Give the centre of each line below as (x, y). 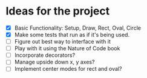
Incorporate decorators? (45, 55)
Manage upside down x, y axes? (54, 62)
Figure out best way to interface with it (63, 42)
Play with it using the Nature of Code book (67, 48)
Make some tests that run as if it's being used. (72, 35)
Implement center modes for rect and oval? (68, 69)
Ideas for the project (58, 11)
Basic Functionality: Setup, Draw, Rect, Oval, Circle (78, 28)
